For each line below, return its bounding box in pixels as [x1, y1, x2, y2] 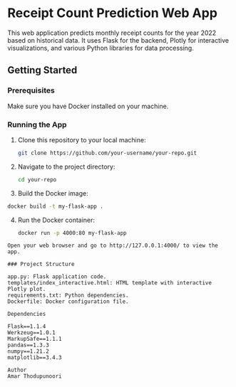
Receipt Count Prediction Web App [7, 5, 217, 21]
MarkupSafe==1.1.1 [7, 336, 62, 343]
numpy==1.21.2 [7, 348, 50, 355]
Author [7, 366, 27, 374]
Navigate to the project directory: [17, 162, 116, 171]
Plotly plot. [7, 286, 46, 293]
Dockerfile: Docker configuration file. [7, 298, 130, 305]
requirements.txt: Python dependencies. [7, 292, 130, 299]
